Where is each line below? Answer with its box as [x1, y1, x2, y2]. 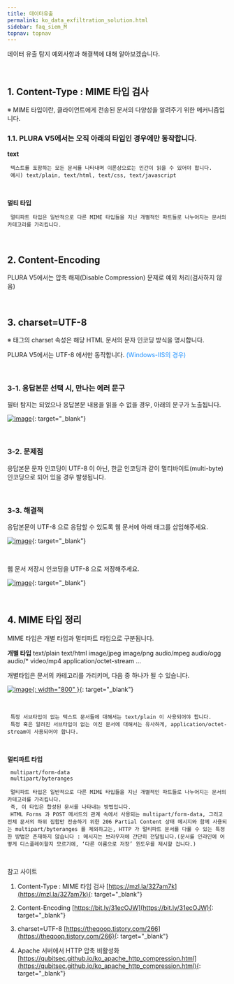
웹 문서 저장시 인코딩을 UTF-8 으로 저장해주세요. [7, 564, 140, 573]
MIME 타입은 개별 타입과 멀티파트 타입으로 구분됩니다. [7, 634, 154, 642]
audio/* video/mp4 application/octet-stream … [7, 656, 142, 665]
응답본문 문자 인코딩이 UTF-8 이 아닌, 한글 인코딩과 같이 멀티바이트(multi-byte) [7, 464, 224, 472]
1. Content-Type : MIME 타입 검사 [7, 85, 149, 98]
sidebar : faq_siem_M [7, 23, 68, 30]
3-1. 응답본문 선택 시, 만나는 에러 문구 [7, 383, 126, 393]
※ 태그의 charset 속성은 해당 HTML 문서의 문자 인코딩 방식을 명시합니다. [7, 335, 205, 344]
